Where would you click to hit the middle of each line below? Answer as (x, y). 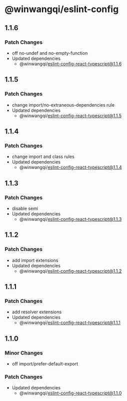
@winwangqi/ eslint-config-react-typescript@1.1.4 (70, 168)
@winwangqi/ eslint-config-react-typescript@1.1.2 (70, 271)
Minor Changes (24, 353)
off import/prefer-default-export (45, 364)
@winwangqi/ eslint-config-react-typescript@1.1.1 (70, 323)
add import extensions (35, 260)
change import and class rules (43, 156)
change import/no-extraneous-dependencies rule (63, 105)
